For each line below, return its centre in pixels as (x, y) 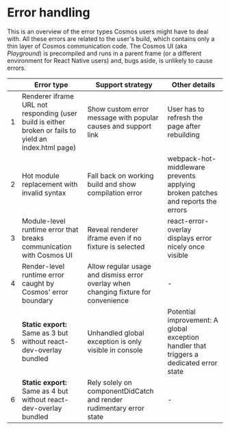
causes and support (119, 126)
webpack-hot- (192, 159)
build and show (112, 184)
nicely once (186, 246)
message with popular (123, 118)
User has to (186, 109)
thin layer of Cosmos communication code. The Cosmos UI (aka (97, 46)
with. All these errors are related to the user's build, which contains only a (111, 38)
